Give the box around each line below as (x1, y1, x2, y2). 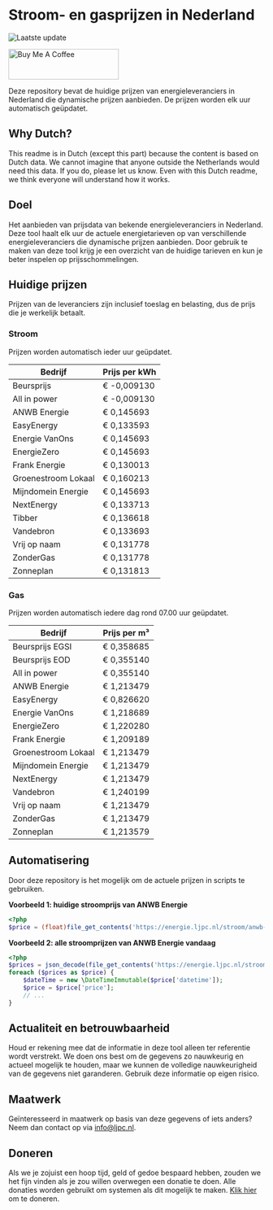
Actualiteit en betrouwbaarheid (8, 1021, 171, 1035)
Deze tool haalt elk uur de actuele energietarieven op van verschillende (8, 228, 247, 238)
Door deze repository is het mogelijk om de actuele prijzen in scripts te (8, 875, 245, 885)
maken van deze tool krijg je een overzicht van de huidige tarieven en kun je (8, 246, 263, 256)
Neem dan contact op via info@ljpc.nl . (8, 1123, 136, 1133)
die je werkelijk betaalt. (8, 308, 86, 318)
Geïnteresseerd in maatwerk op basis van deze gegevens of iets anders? (8, 1114, 253, 1124)
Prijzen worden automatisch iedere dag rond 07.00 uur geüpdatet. (8, 608, 229, 618)
